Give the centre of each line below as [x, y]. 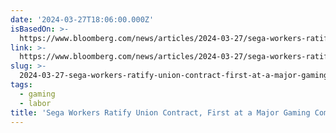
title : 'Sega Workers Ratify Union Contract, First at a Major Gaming [160, 112]
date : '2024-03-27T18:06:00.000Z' [82, 19]
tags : [21, 85]
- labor [35, 103]
